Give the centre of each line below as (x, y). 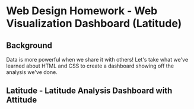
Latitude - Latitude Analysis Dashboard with (89, 91)
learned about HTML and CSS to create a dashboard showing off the (90, 66)
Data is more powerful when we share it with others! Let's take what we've (97, 60)
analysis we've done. (32, 72)
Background (29, 45)
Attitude (22, 100)
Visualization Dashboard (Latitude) (94, 23)
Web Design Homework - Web (82, 11)
